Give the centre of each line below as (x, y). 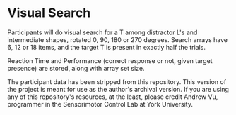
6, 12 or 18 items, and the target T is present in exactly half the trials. (107, 47)
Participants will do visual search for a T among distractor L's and (102, 32)
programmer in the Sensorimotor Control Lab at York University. (100, 104)
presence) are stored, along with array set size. (76, 68)
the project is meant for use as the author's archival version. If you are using (118, 89)
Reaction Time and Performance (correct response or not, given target (110, 60)
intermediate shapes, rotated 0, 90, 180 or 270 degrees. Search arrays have (118, 39)
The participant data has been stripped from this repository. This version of (117, 81)
